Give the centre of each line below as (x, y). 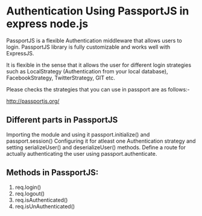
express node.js (47, 24)
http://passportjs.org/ (33, 101)
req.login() (28, 187)
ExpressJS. (20, 53)
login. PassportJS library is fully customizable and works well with (88, 47)
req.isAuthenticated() (41, 200)
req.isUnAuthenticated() (45, 206)
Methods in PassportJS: (52, 173)
